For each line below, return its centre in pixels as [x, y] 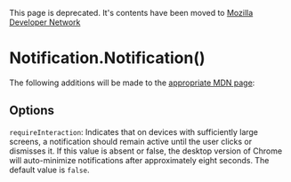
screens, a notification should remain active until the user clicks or [130, 141]
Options [32, 111]
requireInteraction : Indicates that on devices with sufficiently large [134, 131]
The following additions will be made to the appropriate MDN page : [132, 83]
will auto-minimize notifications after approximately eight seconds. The [139, 160]
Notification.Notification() [107, 58]
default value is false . [49, 170]
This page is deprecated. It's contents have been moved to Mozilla [131, 13]
